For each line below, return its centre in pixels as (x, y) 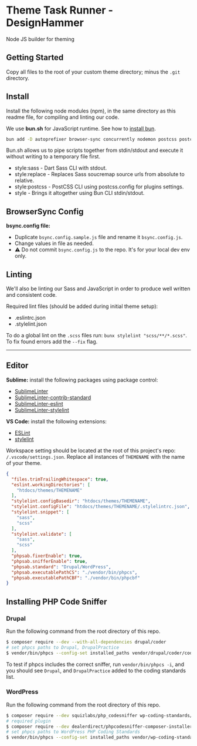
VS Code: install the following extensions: (57, 421)
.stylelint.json (30, 324)
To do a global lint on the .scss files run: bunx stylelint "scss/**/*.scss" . (97, 336)
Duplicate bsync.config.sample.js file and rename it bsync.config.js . (98, 237)
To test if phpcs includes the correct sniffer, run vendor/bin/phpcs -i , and (95, 664)
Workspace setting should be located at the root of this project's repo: (91, 450)
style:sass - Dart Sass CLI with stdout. (61, 168)
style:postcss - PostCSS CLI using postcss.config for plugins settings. (99, 187)
